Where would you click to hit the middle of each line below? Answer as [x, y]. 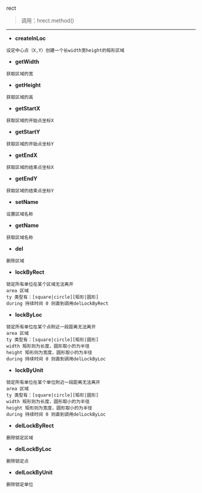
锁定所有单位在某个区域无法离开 [40, 284]
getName [27, 225]
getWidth [27, 62]
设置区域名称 [20, 214]
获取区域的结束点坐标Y [30, 191]
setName [27, 202]
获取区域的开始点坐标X [30, 121]
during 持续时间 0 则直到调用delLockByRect [57, 304]
